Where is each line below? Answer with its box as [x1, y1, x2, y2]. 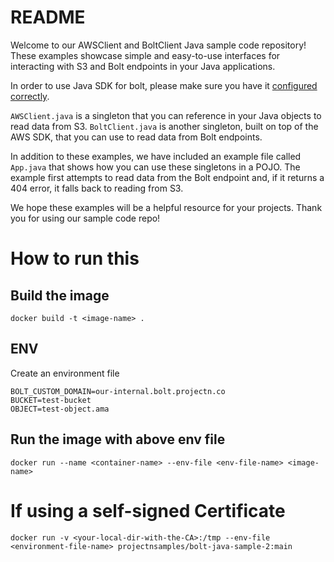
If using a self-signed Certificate [10, 499, 286, 522]
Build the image [10, 287, 110, 304]
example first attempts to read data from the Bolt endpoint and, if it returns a [10, 171, 325, 183]
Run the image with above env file [10, 431, 226, 448]
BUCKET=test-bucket [10, 395, 92, 405]
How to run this [10, 247, 140, 270]
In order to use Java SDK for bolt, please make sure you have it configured [10, 79, 318, 91]
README [10, 6, 86, 29]
